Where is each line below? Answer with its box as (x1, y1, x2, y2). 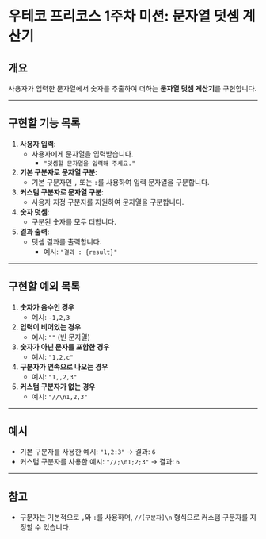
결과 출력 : (19, 227, 50, 237)
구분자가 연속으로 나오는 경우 (19, 362, 108, 372)
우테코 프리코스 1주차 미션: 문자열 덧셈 (8, 7, 240, 25)
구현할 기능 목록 (8, 117, 81, 130)
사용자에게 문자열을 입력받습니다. (31, 148, 134, 159)
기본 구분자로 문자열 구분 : (19, 167, 97, 177)
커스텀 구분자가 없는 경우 (19, 382, 96, 391)
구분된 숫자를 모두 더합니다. (31, 217, 116, 226)
